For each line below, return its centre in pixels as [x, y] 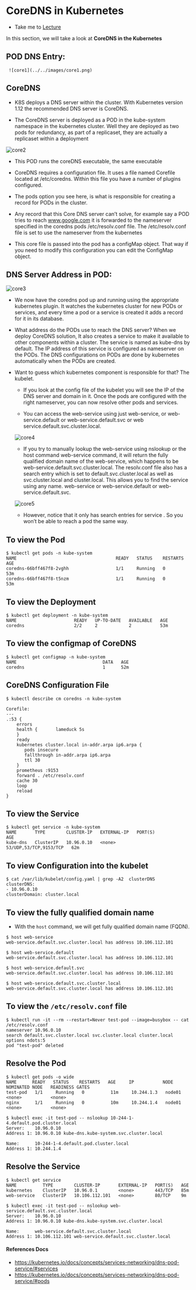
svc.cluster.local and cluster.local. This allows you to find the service [106, 480]
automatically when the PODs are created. [65, 361]
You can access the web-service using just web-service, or [95, 414]
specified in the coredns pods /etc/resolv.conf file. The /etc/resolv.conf [100, 226]
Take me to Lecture [38, 27]
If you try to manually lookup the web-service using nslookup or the [105, 449]
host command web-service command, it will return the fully [96, 455]
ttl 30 [32, 760]
